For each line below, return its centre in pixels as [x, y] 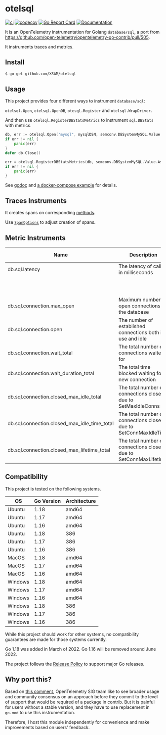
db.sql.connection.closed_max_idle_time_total [61, 423]
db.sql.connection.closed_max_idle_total [55, 396]
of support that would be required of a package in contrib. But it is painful [80, 702]
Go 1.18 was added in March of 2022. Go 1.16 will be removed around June [81, 649]
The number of [136, 320]
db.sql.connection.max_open [41, 306]
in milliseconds [136, 272]
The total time [134, 367]
